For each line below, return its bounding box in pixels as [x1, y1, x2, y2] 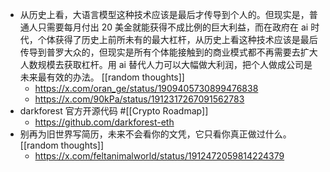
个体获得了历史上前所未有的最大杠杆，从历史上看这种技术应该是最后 [37, 34, 318, 45]
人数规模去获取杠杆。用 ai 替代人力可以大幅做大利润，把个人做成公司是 [19, 59, 313, 70]
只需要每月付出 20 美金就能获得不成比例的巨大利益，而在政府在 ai [37, 21, 309, 33]
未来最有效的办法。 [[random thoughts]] [19, 71, 185, 83]
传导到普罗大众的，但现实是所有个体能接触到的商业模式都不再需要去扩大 [19, 46, 318, 58]
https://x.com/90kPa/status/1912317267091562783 [34, 93, 245, 105]
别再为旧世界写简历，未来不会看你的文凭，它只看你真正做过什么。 [19, 128, 292, 140]
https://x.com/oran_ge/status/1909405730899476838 [34, 83, 259, 94]
